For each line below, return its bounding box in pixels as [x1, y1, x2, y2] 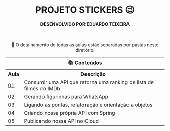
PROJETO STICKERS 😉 [35, 4, 135, 16]
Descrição [80, 71, 106, 78]
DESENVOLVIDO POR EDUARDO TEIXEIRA [40, 21, 130, 27]
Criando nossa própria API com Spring [24, 110, 115, 117]
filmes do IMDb [24, 85, 61, 92]
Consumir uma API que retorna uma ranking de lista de [24, 79, 154, 86]
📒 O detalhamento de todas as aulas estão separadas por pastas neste [11, 42, 159, 48]
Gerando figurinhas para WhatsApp [24, 93, 109, 100]
